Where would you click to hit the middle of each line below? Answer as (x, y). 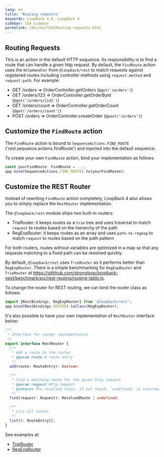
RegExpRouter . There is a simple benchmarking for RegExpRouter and (73, 268)
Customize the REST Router (48, 187)
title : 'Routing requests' (32, 14)
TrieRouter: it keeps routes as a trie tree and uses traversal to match (82, 223)
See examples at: (22, 434)
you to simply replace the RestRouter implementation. (59, 203)
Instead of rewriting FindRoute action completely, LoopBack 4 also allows (79, 199)
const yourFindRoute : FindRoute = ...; (46, 167)
